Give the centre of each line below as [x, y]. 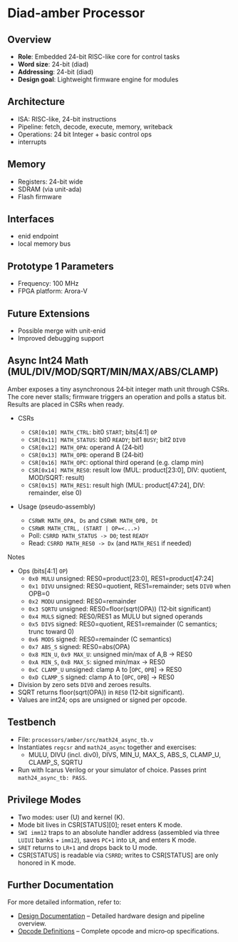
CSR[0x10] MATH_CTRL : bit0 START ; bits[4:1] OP [93, 432]
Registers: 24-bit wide [50, 181]
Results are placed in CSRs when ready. [66, 404]
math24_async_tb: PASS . [52, 777]
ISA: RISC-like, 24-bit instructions [67, 119]
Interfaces [31, 219]
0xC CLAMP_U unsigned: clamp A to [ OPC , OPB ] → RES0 [105, 669]
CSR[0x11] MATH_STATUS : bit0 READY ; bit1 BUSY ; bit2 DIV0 [107, 439]
